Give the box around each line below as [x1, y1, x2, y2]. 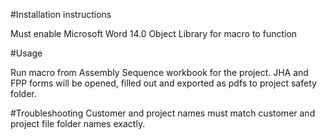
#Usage [10, 47, 43, 59]
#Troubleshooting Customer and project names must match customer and [10, 107, 316, 119]
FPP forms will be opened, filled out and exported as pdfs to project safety [10, 77, 317, 89]
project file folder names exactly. [10, 118, 146, 129]
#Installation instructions [10, 9, 112, 20]
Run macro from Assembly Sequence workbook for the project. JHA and [10, 67, 309, 78]
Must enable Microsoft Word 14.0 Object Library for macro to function [10, 28, 298, 39]
